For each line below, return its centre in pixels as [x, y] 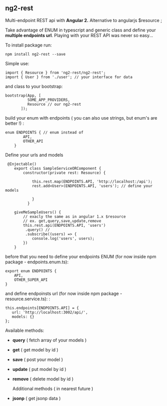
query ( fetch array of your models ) [49, 340]
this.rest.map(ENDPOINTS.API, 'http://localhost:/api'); [92, 181]
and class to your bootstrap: [34, 86]
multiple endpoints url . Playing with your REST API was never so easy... [79, 35]
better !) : [15, 123]
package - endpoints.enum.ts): [37, 262]
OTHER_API [33, 141]
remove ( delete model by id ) [43, 379]
